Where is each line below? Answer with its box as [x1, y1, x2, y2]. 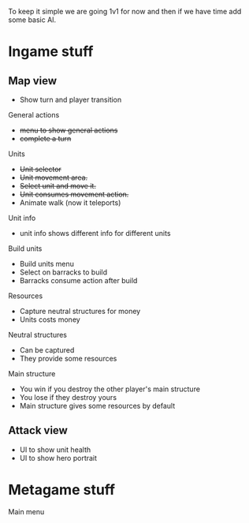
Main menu [8, 506, 45, 516]
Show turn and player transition [19, 95, 122, 104]
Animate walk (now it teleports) [19, 198, 121, 207]
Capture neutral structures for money [19, 307, 141, 316]
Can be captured [19, 346, 75, 354]
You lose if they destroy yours [19, 393, 117, 402]
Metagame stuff [8, 481, 116, 499]
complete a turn [19, 134, 72, 143]
